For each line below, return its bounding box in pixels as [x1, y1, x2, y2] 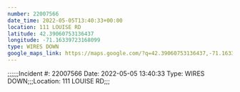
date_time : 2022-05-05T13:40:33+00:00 [7, 17, 123, 24]
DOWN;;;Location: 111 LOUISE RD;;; [7, 76, 111, 85]
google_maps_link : [7, 50, 62, 57]
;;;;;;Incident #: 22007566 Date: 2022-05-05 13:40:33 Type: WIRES [7, 69, 205, 78]
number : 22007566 [7, 10, 59, 18]
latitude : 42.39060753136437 [7, 30, 94, 38]
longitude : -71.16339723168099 [7, 37, 101, 44]
